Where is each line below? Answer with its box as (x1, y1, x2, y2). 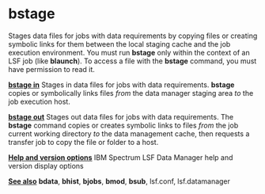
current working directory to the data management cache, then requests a (8, 128, 250, 139)
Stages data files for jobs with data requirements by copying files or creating (8, 31, 258, 40)
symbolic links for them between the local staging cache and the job (8, 39, 231, 48)
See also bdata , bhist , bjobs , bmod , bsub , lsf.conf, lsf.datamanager (8, 176, 231, 186)
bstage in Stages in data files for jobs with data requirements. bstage (8, 80, 235, 89)
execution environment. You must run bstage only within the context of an (8, 48, 251, 57)
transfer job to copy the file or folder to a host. (8, 137, 159, 146)
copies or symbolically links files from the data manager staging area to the (8, 88, 254, 97)
